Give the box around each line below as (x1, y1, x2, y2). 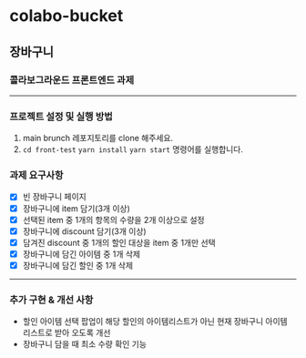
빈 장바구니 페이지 (22, 191, 87, 202)
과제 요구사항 (9, 169, 64, 182)
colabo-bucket (9, 5, 124, 26)
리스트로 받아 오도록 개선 (22, 327, 111, 338)
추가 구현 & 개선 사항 (9, 293, 94, 306)
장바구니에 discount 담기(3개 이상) (22, 225, 148, 237)
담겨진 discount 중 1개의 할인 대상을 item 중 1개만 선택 (22, 237, 216, 248)
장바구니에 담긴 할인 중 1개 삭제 (22, 260, 134, 271)
